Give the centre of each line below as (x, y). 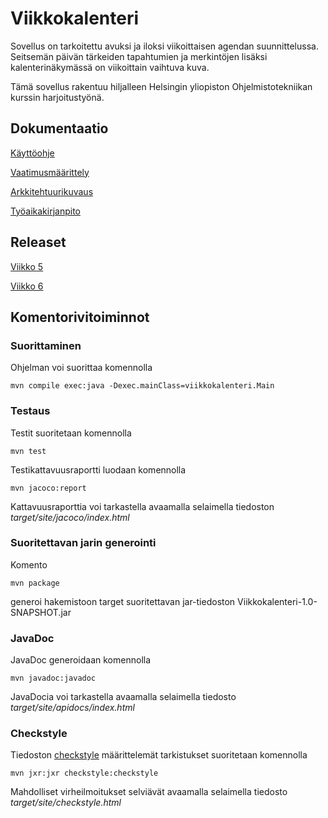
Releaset (38, 242)
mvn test (28, 451)
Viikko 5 (27, 266)
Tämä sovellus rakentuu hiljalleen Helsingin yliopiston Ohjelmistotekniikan (161, 86)
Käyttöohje (32, 153)
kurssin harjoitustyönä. (57, 97)
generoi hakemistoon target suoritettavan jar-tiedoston (123, 601)
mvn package (35, 583)
